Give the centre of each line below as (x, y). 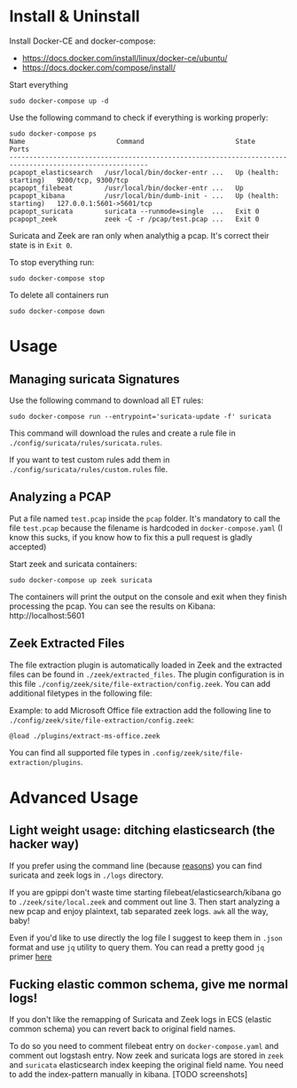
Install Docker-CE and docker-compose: (82, 41)
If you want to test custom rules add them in (90, 460)
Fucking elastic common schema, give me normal (148, 984)
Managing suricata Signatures (94, 379)
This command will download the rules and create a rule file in (123, 433)
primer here (31, 957)
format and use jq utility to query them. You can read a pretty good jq (137, 947)
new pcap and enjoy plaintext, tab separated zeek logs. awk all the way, (139, 911)
